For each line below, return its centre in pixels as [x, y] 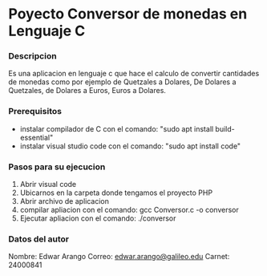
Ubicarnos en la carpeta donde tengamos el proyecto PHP [116, 193]
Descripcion [33, 56]
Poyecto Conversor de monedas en [128, 14]
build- [225, 128]
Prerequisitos [35, 112]
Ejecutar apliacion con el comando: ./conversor [98, 218]
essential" [36, 137]
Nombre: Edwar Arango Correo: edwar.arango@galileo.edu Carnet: [119, 257]
